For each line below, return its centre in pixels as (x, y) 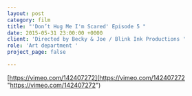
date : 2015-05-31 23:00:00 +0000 (55, 33)
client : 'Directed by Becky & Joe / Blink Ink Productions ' (97, 39)
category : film (29, 20)
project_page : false (37, 52)
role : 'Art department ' (43, 46)
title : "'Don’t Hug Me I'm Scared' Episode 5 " (77, 26)
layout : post (26, 13)
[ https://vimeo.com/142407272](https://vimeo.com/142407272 (96, 77)
